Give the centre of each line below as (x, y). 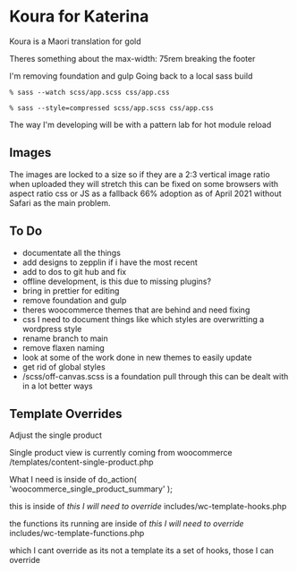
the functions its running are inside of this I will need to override (127, 524)
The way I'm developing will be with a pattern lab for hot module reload (140, 124)
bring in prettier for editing (71, 290)
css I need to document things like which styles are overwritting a (143, 319)
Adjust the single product (56, 435)
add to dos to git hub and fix (74, 271)
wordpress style (52, 329)
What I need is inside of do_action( (73, 480)
